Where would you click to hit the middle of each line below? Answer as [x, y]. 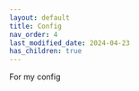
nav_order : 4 [34, 34]
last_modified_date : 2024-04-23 [69, 43]
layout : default [39, 18]
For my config [35, 77]
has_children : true [46, 51]
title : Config [36, 26]
